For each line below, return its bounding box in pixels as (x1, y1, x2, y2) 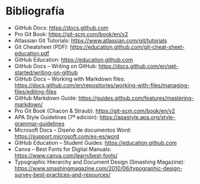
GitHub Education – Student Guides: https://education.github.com (14, 139, 177, 146)
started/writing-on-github (14, 69, 78, 76)
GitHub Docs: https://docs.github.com (14, 24, 109, 31)
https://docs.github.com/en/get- (98, 62, 178, 70)
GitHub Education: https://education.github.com (14, 56, 133, 63)
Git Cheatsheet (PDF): (14, 43, 69, 51)
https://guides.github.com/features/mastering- (78, 94, 194, 102)
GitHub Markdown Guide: (14, 94, 77, 102)
